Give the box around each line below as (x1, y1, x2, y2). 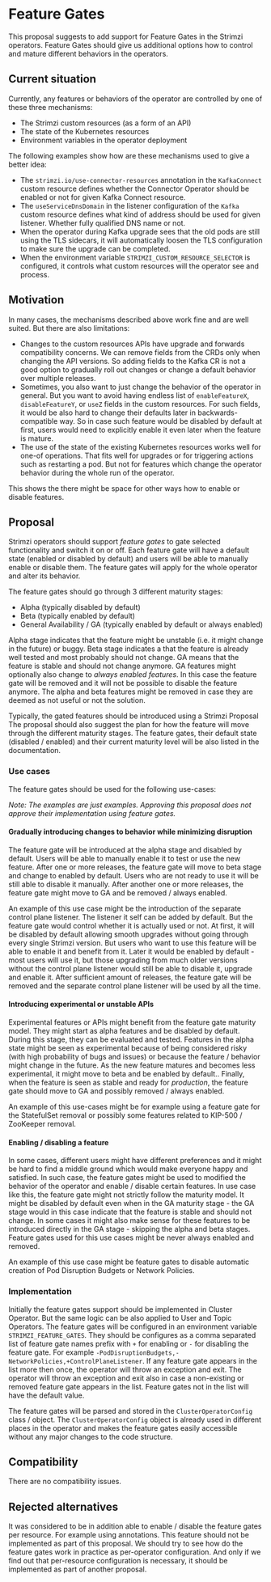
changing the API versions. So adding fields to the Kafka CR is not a (19, 356, 247, 366)
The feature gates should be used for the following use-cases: (8, 784, 217, 793)
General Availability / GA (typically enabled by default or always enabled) (19, 620, 264, 629)
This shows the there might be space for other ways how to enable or (8, 483, 240, 493)
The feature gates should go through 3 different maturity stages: (8, 587, 223, 597)
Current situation (8, 72, 97, 86)
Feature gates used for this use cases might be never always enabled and (8, 1233, 255, 1242)
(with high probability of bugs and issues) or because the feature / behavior (8, 1052, 260, 1062)
